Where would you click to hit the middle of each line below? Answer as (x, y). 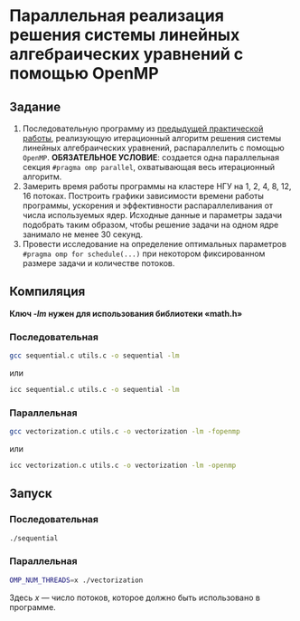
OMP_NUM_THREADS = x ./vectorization (76, 580)
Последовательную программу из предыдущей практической (143, 129)
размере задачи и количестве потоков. (98, 263)
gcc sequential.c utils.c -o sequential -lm (94, 356)
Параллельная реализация (117, 16)
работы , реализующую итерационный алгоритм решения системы (152, 138)
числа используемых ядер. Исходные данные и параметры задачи (152, 215)
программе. (33, 607)
